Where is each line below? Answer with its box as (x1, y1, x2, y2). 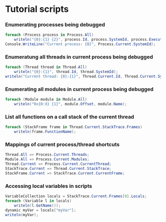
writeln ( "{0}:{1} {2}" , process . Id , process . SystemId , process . (14, 37, 149, 42)
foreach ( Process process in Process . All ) (5, 32, 94, 38)
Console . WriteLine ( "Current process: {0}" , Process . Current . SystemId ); (5, 42, 156, 47)
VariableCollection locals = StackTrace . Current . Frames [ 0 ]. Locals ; (5, 194, 147, 199)
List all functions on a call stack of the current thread (5, 113, 134, 120)
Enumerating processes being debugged (5, 21, 105, 28)
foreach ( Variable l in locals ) (5, 198, 72, 203)
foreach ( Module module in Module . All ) (5, 97, 87, 102)
